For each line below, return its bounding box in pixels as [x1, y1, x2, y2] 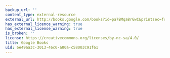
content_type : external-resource [5, 12, 76, 17]
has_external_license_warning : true [5, 26, 82, 31]
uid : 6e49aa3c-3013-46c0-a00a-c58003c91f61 [5, 45, 99, 50]
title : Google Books [5, 40, 49, 45]
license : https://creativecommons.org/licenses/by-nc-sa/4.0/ [5, 36, 139, 41]
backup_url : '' [5, 7, 37, 13]
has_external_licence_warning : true [5, 21, 82, 27]
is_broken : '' [5, 31, 35, 36]
